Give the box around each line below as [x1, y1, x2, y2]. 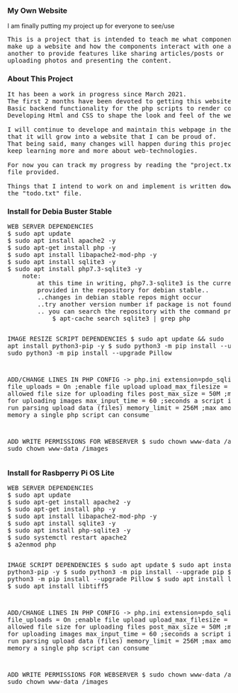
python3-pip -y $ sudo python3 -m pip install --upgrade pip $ [7, 568, 232, 576]
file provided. [7, 168, 60, 176]
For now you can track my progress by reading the [7, 161, 187, 168]
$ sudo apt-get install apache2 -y [7, 498, 131, 506]
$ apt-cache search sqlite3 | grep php [52, 314, 191, 322]
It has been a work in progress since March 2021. [7, 90, 187, 98]
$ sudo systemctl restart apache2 [7, 534, 127, 542]
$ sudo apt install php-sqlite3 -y [7, 527, 131, 534]
